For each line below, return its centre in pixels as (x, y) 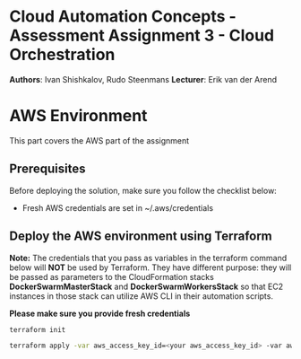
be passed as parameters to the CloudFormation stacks (112, 276)
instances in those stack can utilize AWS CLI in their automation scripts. (141, 296)
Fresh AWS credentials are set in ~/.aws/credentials (117, 207)
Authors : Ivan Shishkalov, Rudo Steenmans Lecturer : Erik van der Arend (143, 79)
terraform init (38, 329)
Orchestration (62, 55)
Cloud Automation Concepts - (123, 17)
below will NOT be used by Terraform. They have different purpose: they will (150, 267)
